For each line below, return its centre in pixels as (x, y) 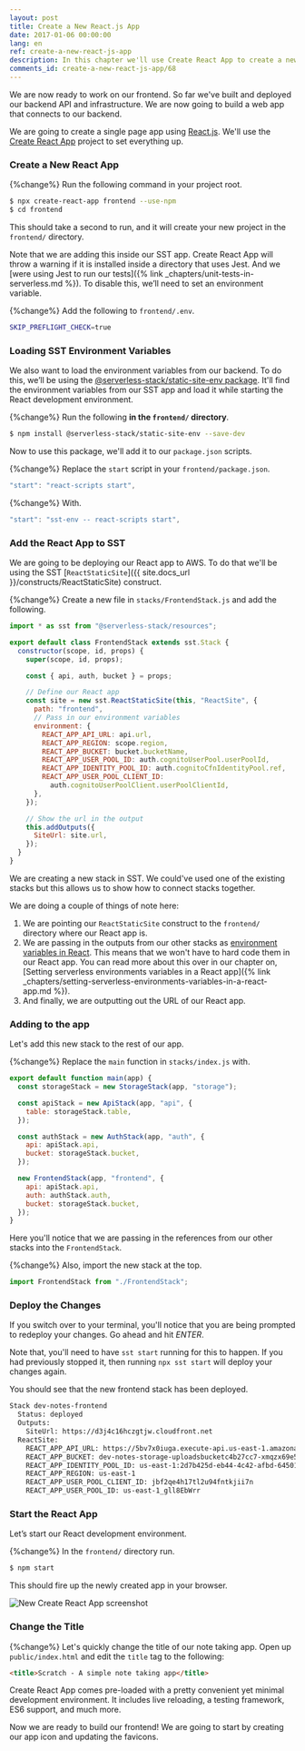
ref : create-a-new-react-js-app (70, 52)
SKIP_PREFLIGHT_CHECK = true (60, 327)
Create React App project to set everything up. (97, 141)
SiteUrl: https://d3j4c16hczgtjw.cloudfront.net (119, 1432)
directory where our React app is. (85, 933)
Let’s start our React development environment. (98, 1533)
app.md (37, 991)
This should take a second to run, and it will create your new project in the (148, 227)
